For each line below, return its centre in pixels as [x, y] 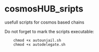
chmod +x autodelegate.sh [40, 44]
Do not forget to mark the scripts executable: [49, 31]
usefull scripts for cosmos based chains [44, 22]
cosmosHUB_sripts [44, 9]
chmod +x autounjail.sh [37, 40]
